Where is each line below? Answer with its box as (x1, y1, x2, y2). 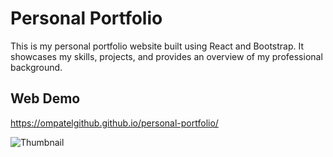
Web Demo (10, 90, 81, 107)
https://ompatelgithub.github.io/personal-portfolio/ (10, 117, 219, 129)
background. (10, 61, 63, 73)
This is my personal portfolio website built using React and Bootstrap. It (10, 40, 305, 52)
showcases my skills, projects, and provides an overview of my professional (10, 50, 323, 62)
